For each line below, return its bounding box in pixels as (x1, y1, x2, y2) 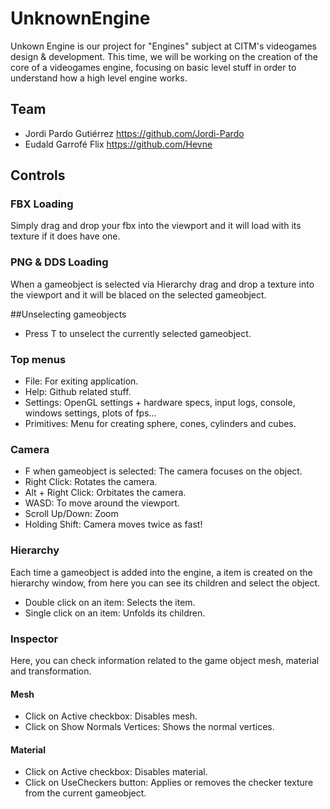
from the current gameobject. (24, 787, 147, 799)
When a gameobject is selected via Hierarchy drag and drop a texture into (10, 278, 315, 290)
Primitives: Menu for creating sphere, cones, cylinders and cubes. (24, 418, 297, 430)
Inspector (10, 632, 59, 646)
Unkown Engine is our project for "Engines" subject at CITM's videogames (10, 40, 317, 52)
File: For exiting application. (24, 375, 139, 387)
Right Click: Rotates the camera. (24, 476, 158, 488)
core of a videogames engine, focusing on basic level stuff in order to (10, 61, 297, 73)
